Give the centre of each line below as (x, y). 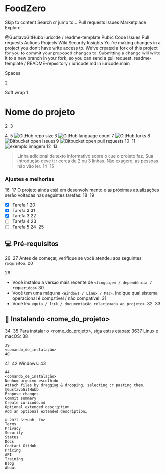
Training (14, 459)
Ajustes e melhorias (30, 179)
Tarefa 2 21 (24, 211)
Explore (13, 27)
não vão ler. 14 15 (35, 166)
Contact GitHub (21, 446)
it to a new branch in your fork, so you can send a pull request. (69, 58)
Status (12, 437)
